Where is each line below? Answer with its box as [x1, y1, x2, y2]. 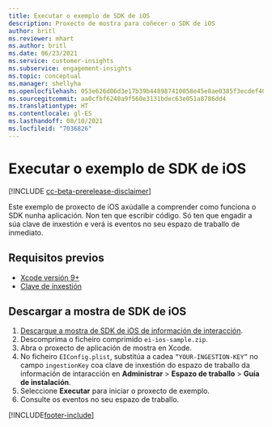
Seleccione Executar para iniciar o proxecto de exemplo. [19, 386, 210, 396]
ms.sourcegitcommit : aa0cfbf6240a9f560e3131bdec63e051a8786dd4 [8, 95, 227, 103]
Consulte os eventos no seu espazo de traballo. [19, 395, 180, 404]
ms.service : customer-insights [8, 57, 114, 66]
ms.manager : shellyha [8, 79, 82, 87]
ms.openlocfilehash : [8, 87, 79, 95]
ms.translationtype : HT [8, 102, 89, 110]
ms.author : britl [8, 42, 67, 50]
